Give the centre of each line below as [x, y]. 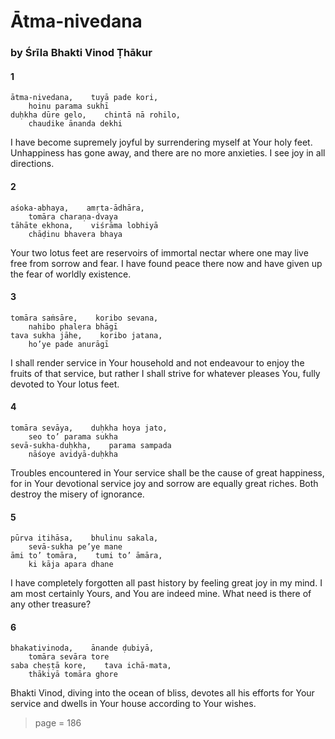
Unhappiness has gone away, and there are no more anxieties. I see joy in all [168, 153]
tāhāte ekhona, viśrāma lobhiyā [84, 225]
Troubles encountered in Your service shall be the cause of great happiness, [167, 472]
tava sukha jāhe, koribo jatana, [86, 335]
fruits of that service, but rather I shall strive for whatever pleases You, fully [165, 373]
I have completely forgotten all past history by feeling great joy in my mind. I [166, 583]
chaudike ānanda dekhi [75, 124]
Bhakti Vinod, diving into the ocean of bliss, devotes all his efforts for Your [162, 693]
